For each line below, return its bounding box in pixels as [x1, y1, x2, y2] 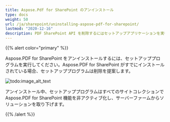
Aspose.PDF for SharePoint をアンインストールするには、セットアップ [5, 55, 152, 61]
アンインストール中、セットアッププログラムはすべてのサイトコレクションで [5, 89, 164, 94]
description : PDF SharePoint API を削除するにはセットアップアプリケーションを [5, 31, 161, 36]
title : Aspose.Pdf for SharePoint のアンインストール [5, 7, 114, 13]
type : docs [5, 12, 28, 17]
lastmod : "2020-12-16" [5, 26, 53, 31]
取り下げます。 [36, 101, 67, 107]
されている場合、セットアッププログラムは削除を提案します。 [5, 68, 133, 74]
